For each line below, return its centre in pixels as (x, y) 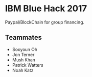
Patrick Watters (28, 65)
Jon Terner (23, 54)
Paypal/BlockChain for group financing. (45, 22)
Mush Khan (24, 60)
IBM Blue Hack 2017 (46, 9)
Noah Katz (23, 70)
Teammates (23, 38)
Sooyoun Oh (25, 49)
